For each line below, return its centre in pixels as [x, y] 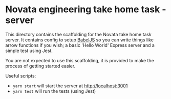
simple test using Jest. [29, 51]
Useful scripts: [21, 76]
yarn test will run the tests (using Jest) [54, 91]
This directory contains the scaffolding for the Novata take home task [79, 34]
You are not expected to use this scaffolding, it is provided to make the [80, 60]
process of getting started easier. [40, 66]
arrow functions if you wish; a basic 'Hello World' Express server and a [80, 45]
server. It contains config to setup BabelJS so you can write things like [80, 40]
